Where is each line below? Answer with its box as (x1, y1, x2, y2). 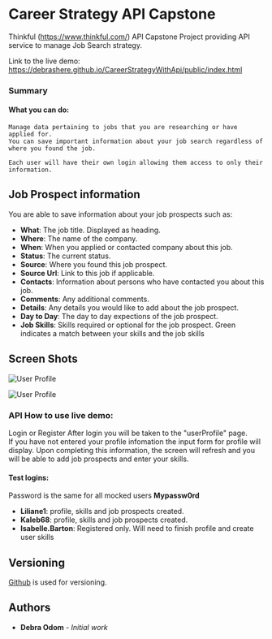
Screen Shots (8, 352, 79, 366)
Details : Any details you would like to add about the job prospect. (19, 302, 240, 313)
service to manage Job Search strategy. (8, 40, 142, 50)
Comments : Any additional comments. (19, 294, 150, 304)
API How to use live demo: (8, 409, 114, 421)
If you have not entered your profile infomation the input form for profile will (8, 436, 261, 447)
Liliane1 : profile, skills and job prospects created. (19, 507, 184, 516)
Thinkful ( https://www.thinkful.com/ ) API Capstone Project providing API (8, 32, 250, 41)
